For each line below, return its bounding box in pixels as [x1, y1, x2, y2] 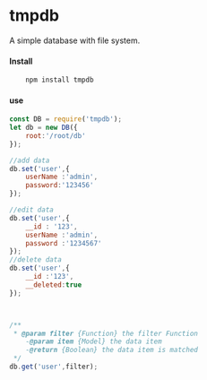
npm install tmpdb [25, 75, 94, 85]
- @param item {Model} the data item [25, 337, 163, 346]
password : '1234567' [25, 238, 102, 247]
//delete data [9, 255, 63, 264]
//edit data [9, 205, 54, 215]
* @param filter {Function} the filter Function [13, 329, 199, 338]
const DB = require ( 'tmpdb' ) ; [9, 115, 123, 124]
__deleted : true [25, 280, 82, 289]
